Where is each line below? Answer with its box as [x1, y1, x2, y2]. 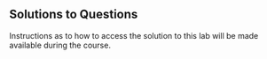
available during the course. [9, 40, 111, 50]
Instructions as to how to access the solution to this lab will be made [9, 30, 259, 41]
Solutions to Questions [9, 7, 138, 22]
